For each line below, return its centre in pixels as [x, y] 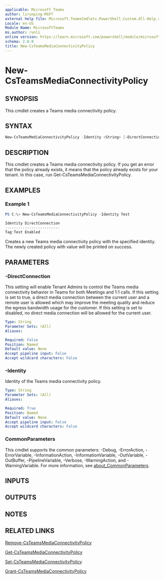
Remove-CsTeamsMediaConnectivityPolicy [48, 543]
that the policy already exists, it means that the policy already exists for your [82, 170]
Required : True [20, 408]
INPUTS [17, 481]
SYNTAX [19, 126]
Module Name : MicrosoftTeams [35, 28]
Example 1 [17, 204]
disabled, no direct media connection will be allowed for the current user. [79, 313]
